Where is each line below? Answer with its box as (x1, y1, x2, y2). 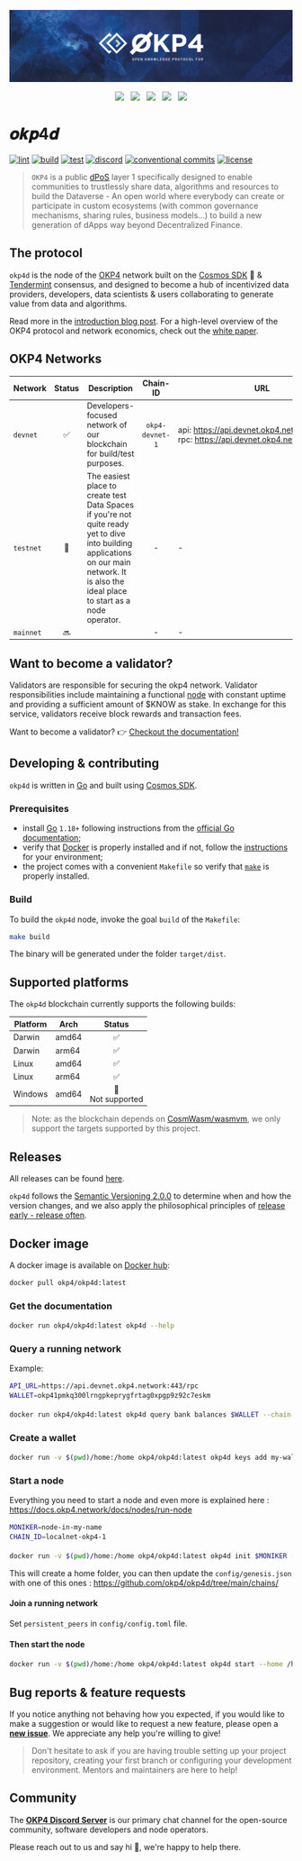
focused (86, 410, 118, 421)
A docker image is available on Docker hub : (9, 1260, 171, 1271)
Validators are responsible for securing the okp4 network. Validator (9, 680, 258, 690)
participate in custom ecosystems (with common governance (31, 200, 259, 211)
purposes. (86, 458, 124, 469)
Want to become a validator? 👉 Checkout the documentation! (9, 726, 240, 737)
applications (86, 547, 132, 558)
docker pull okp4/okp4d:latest (9, 1279, 127, 1288)
